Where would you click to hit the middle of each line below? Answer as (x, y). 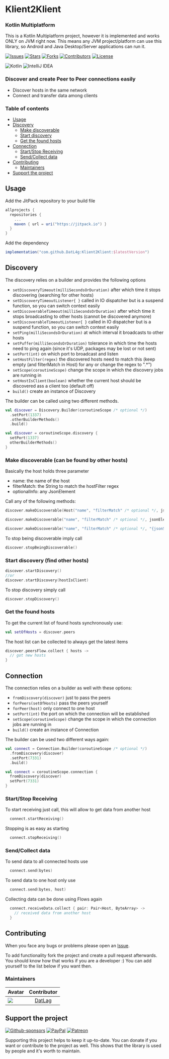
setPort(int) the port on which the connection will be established (81, 714)
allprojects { (20, 210)
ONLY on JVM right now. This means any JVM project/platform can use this (83, 41)
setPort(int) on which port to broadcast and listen (65, 354)
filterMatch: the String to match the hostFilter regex (66, 486)
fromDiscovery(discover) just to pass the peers (61, 698)
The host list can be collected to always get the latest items (67, 642)
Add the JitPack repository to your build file (50, 201)
